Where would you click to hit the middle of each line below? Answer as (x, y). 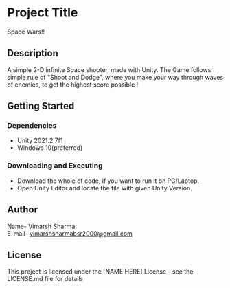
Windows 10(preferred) (50, 148)
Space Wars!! (26, 32)
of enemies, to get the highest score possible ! (73, 85)
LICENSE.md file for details (45, 279)
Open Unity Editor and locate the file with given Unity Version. (104, 188)
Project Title (43, 13)
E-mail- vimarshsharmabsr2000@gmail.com (70, 233)
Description (33, 53)
